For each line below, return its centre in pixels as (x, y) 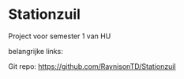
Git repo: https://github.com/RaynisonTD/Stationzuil (92, 66)
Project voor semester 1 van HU (60, 36)
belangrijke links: (36, 51)
